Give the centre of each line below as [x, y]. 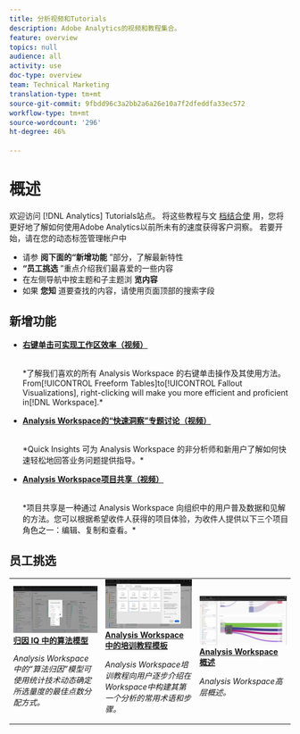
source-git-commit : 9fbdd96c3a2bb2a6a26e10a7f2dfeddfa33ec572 [127, 104]
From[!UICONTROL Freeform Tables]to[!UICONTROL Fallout [132, 383]
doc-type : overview [46, 76]
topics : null [33, 47]
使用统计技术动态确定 [52, 680]
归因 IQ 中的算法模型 [51, 641]
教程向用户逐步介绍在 [152, 675]
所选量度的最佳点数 [48, 691]
